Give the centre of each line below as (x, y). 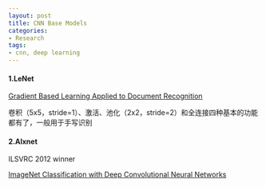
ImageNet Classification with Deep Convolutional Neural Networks (117, 175)
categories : (28, 30)
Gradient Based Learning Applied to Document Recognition (105, 96)
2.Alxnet (23, 141)
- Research (26, 38)
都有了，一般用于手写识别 (50, 123)
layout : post (30, 16)
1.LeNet (21, 78)
